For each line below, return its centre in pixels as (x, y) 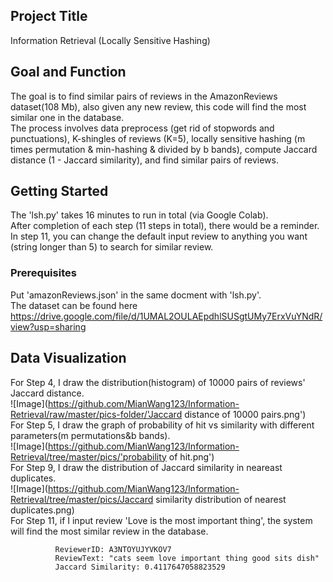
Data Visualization (68, 358)
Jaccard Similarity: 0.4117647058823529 (140, 567)
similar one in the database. (67, 117)
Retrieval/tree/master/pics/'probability (88, 456)
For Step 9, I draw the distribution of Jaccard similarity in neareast (146, 467)
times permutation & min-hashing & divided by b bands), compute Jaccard (164, 149)
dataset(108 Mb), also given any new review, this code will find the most (158, 106)
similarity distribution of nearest (221, 499)
